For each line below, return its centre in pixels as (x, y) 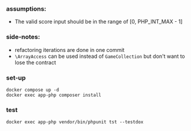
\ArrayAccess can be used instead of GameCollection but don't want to (100, 56)
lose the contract (35, 62)
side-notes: (23, 37)
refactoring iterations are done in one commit (70, 50)
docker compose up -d (33, 90)
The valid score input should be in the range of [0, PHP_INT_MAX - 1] (98, 22)
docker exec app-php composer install (54, 95)
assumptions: (26, 9)
